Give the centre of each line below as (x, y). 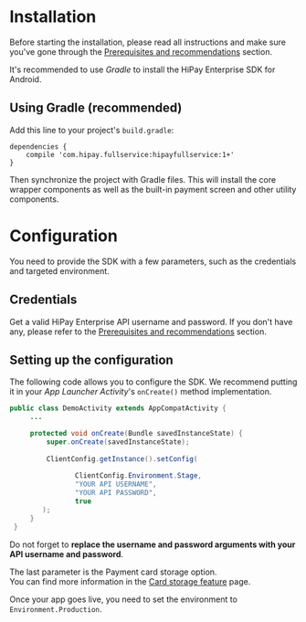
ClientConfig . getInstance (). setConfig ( (122, 459)
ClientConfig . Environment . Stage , (138, 476)
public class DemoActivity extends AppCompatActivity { (118, 408)
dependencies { (38, 147)
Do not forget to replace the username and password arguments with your (153, 544)
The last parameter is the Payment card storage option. (113, 572)
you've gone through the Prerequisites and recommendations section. (141, 51)
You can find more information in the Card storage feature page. (130, 581)
